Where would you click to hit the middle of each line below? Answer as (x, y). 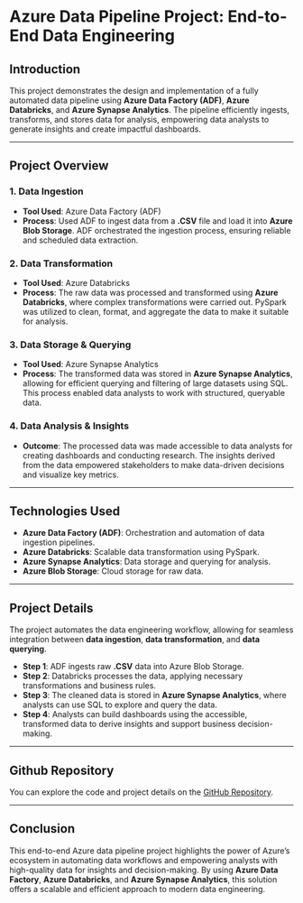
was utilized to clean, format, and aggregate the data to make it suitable (156, 311)
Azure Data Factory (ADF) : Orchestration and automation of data (143, 533)
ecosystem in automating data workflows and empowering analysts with (143, 860)
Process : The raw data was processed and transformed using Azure (150, 292)
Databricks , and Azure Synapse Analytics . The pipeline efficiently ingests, (150, 110)
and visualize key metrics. (70, 475)
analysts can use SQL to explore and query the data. (120, 705)
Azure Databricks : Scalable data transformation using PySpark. (141, 552)
